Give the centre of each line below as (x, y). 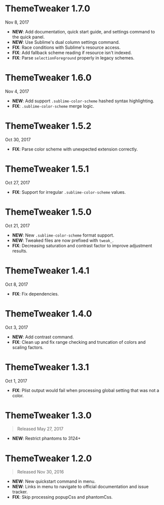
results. (20, 251)
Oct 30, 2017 (18, 139)
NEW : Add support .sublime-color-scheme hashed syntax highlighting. (83, 101)
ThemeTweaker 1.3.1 (47, 367)
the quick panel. (28, 37)
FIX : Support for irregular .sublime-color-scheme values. (69, 192)
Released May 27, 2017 (40, 429)
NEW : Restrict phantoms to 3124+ (46, 439)
